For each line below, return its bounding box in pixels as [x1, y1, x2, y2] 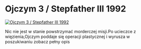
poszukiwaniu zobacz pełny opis [5, 38, 70, 44]
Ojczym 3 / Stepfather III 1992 [5, 3, 127, 14]
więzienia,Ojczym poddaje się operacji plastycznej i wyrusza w [5, 34, 130, 39]
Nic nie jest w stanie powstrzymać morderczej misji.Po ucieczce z [5, 28, 136, 34]
